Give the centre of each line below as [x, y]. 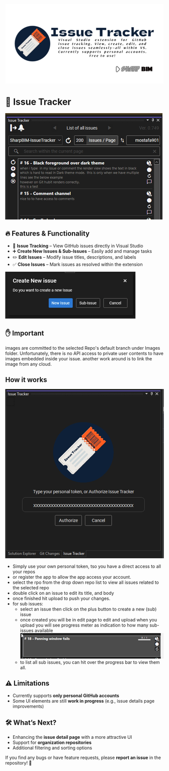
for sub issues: [28, 604]
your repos [24, 572]
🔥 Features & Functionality [47, 234]
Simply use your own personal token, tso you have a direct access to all [87, 566]
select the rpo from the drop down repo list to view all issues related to [86, 582]
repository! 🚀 [19, 763]
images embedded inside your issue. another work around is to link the [79, 358]
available [44, 631]
